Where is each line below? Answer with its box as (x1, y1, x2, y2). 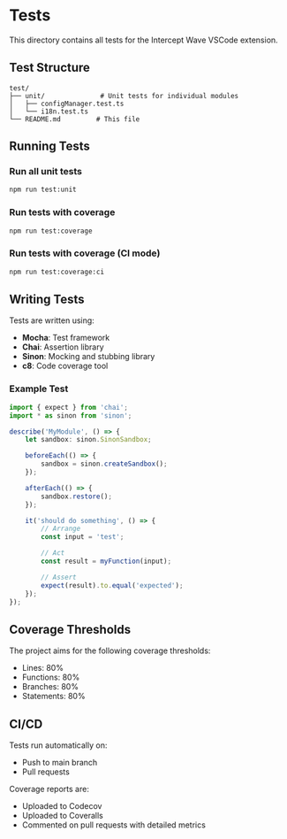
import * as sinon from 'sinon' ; (9, 411, 132, 420)
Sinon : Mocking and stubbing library (21, 351, 155, 362)
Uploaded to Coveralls (21, 811, 103, 821)
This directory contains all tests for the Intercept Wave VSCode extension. (9, 35, 278, 45)
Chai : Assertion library (21, 342, 104, 352)
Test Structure (9, 60, 91, 75)
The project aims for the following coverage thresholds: (9, 645, 211, 656)
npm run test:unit (9, 185, 77, 195)
